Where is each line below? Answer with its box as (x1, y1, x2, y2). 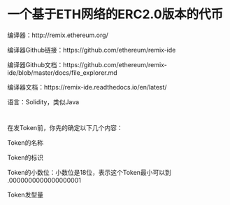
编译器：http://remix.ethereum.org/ (7, 31, 108, 39)
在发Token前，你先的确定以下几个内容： (7, 124, 124, 132)
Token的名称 (7, 139, 44, 147)
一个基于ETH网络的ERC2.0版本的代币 (7, 6, 224, 22)
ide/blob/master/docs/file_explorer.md (7, 68, 117, 77)
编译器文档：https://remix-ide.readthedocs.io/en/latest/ (7, 83, 167, 91)
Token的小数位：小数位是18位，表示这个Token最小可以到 (7, 169, 171, 177)
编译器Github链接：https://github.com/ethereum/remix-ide (7, 45, 176, 54)
